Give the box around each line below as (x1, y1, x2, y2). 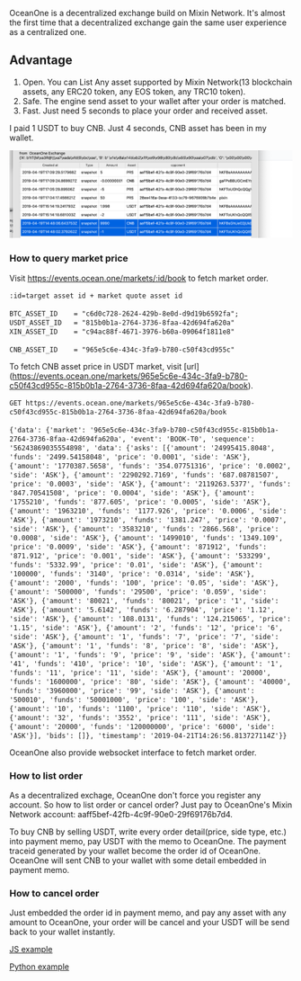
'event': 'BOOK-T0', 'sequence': (129, 434, 255, 443)
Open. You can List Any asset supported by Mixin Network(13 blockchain (22, 76, 293, 87)
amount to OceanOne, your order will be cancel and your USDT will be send (9, 917, 290, 928)
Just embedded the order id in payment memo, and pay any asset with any (9, 907, 287, 918)
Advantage (9, 53, 74, 68)
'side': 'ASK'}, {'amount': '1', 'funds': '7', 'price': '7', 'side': (9, 632, 279, 641)
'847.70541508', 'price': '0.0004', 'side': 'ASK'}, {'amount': (9, 488, 255, 497)
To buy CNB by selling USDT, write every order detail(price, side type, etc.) (9, 826, 288, 837)
